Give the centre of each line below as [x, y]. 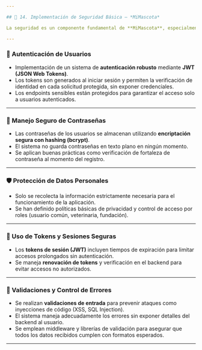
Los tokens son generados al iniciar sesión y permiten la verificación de [104, 80]
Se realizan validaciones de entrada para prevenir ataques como [96, 303]
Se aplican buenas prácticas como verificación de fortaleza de [92, 153]
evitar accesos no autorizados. [53, 269]
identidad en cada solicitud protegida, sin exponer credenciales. [94, 86]
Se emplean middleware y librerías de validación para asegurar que [98, 328]
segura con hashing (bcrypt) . [52, 140]
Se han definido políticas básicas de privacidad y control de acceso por [104, 209]
